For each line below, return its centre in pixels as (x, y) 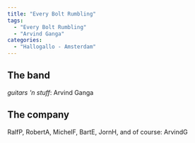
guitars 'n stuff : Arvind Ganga (51, 92)
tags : (15, 21)
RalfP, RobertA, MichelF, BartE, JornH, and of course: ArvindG (98, 132)
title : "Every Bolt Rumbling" (52, 14)
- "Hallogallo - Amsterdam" (55, 47)
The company (38, 115)
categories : (25, 40)
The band (29, 75)
